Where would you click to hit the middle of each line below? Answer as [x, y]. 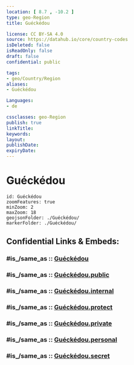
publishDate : [23, 145]
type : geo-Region [28, 17]
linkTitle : [20, 128]
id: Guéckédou [24, 197]
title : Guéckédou [28, 23]
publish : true [24, 122]
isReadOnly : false [29, 51]
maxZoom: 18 [21, 212]
